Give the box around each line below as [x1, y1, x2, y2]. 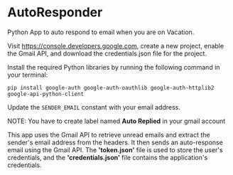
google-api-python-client [7, 90, 84, 97]
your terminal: [7, 70, 48, 79]
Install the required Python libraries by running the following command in [7, 63, 220, 71]
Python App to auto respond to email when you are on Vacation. [7, 28, 195, 36]
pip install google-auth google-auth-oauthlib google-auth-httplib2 [7, 84, 215, 91]
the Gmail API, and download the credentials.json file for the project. [7, 49, 207, 58]
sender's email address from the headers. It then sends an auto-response [7, 138, 224, 147]
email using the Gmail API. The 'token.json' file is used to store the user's [7, 145, 223, 154]
